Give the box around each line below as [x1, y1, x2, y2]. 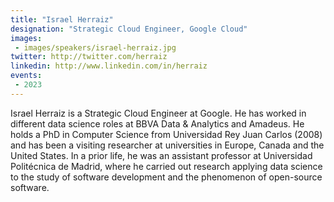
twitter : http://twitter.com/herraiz [10, 52, 168, 62]
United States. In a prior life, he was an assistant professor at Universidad [10, 149, 313, 161]
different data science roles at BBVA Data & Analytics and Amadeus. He [10, 117, 305, 130]
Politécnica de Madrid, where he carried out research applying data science [10, 160, 323, 172]
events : [10, 71, 43, 81]
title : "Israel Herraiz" [10, 14, 114, 25]
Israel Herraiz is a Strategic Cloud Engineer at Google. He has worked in [10, 107, 307, 119]
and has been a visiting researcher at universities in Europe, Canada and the [10, 139, 325, 151]
